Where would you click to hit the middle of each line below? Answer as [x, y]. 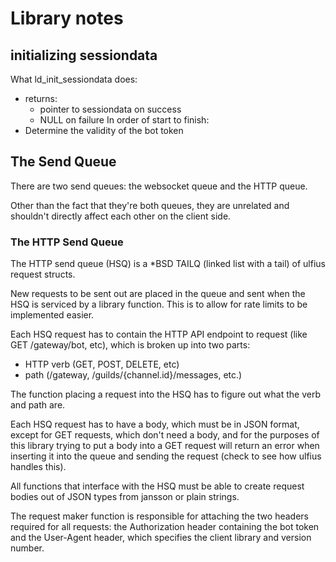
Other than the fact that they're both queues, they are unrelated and [150, 205]
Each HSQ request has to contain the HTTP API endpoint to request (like [159, 334]
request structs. [43, 274]
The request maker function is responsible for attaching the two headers [159, 516]
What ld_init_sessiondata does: [74, 79]
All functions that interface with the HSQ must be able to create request [157, 486]
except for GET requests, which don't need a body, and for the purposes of [165, 435]
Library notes [67, 18]
